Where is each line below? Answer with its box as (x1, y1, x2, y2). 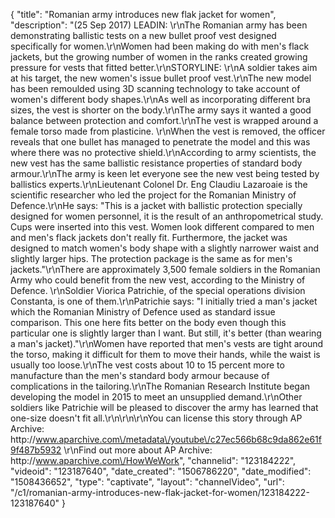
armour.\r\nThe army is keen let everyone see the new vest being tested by (10, 168, 320, 179)
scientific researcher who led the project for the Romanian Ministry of (10, 189, 297, 201)
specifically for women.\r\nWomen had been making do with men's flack (10, 40, 310, 52)
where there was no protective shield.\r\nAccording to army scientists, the (10, 147, 317, 158)
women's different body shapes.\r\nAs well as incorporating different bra (10, 94, 311, 105)
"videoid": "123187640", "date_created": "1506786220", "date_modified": (10, 465, 312, 477)
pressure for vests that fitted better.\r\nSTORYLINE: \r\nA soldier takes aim (10, 62, 318, 73)
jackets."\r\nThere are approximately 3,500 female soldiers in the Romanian (10, 264, 321, 275)
